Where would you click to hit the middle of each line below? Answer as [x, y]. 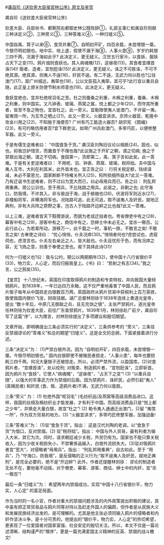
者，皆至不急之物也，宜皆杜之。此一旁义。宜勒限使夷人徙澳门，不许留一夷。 [82, 110]
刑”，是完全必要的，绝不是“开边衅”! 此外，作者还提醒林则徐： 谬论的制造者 [80, 462]
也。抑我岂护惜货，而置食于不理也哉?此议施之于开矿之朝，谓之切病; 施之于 [80, 151]
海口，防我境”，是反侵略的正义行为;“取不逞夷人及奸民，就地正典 [92, 456]
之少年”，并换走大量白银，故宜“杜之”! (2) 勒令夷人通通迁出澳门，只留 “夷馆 [81, 409]
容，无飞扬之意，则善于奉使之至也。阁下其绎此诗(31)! [59, 247]
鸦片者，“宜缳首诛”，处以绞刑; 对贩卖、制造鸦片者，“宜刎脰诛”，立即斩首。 [81, 368]
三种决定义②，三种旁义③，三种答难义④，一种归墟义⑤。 [66, 34]
